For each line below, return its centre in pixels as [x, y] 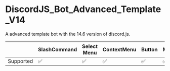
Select [90, 46]
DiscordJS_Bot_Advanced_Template [83, 9]
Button [150, 49]
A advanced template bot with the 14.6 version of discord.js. [68, 34]
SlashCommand [57, 49]
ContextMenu [119, 49]
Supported [20, 61]
